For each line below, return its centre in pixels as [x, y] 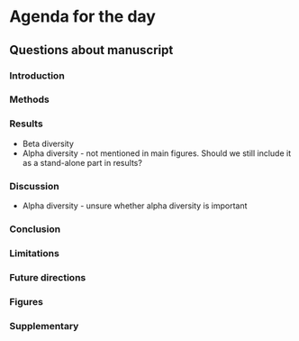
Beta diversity [48, 143]
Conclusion [35, 229]
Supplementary [44, 326]
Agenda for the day [82, 17]
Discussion [35, 186]
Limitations [35, 253]
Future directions [48, 277]
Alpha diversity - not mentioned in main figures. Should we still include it [157, 153]
